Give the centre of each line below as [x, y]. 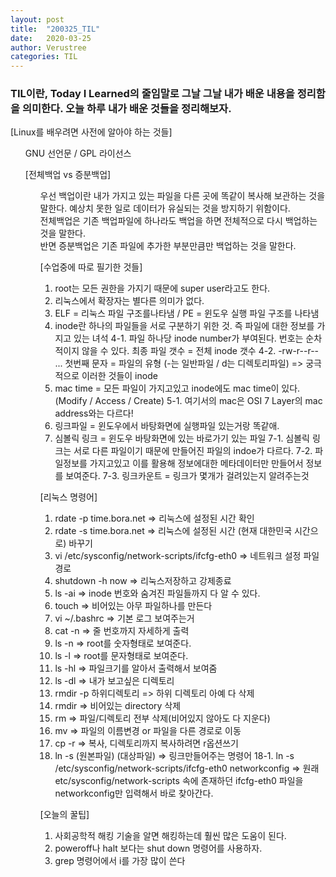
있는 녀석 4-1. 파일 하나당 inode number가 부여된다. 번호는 [188, 338]
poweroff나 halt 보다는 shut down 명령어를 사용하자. [158, 848]
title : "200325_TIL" [55, 29]
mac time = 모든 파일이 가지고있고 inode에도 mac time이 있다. [177, 388]
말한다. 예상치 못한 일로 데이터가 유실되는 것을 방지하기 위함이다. [165, 208]
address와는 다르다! [94, 413]
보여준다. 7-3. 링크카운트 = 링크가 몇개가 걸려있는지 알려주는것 [187, 476]
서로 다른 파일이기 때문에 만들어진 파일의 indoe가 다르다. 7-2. [193, 451]
